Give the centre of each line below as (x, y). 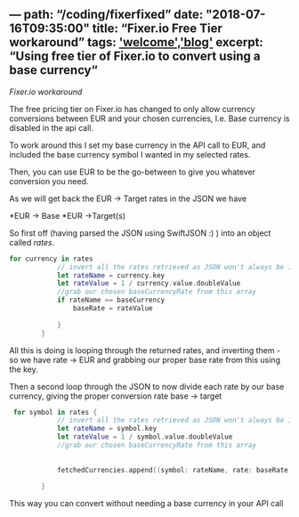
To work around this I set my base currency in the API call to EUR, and (137, 145)
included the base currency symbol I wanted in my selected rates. (130, 154)
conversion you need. (49, 181)
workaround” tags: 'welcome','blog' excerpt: (137, 42)
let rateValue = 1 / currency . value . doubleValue (149, 284)
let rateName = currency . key (111, 275)
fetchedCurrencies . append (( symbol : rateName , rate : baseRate (173, 470)
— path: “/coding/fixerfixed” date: (106, 15)
